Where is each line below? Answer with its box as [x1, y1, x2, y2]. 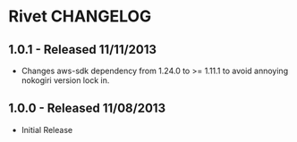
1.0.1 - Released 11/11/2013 [8, 42, 157, 57]
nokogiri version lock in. [21, 75, 110, 86]
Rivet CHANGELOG [8, 6, 152, 27]
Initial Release [21, 124, 73, 135]
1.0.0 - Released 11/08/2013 [8, 101, 166, 116]
